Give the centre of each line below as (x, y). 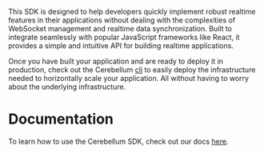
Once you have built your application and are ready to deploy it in (116, 61)
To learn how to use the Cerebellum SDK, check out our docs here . (118, 141)
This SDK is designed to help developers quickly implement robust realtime (132, 12)
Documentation (61, 119)
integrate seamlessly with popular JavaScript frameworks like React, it (124, 37)
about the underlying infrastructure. (67, 87)
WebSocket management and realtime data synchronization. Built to (120, 28)
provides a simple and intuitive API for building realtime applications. (121, 46)
